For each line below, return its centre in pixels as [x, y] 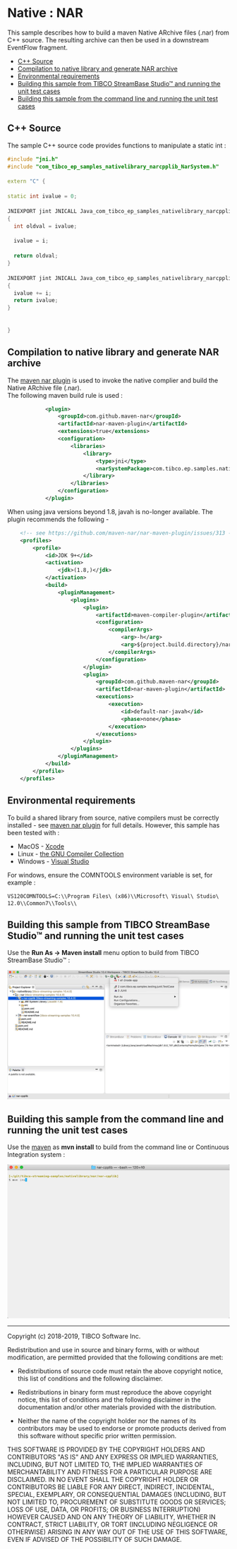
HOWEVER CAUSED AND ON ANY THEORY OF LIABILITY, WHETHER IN [112, 1517]
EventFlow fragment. [38, 47]
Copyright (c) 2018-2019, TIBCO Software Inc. [74, 1336]
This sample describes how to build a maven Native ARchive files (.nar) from [118, 32]
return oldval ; [36, 256]
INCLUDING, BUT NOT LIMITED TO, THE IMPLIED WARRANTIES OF [105, 1464]
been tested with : [34, 832]
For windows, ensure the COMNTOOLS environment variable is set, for [110, 875]
